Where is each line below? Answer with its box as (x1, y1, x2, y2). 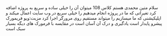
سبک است (6, 26, 26, 32)
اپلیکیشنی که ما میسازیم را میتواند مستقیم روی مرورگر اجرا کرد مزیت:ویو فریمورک (6, 15, 161, 21)
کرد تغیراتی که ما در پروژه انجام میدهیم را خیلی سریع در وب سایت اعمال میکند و (6, 10, 156, 16)
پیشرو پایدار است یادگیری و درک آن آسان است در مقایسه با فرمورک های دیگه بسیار (6, 20, 162, 26)
